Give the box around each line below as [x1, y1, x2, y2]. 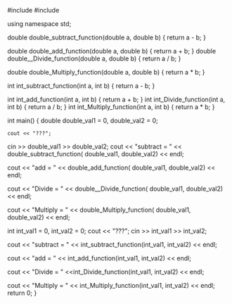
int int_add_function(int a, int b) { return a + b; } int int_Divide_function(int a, [7, 95, 226, 103]
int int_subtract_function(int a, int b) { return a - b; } [7, 82, 155, 90]
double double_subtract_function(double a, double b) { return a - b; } [7, 33, 206, 42]
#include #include [7, 6, 60, 14]
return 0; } [7, 289, 37, 297]
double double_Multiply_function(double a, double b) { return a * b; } [7, 68, 205, 76]
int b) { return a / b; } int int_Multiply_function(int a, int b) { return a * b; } [7, 103, 215, 111]
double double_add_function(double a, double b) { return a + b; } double [7, 47, 217, 55]
